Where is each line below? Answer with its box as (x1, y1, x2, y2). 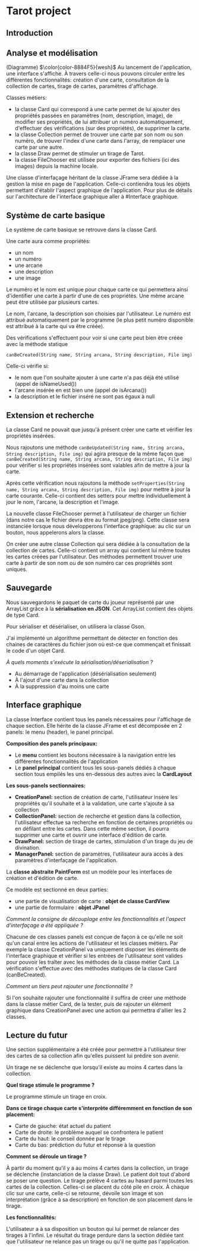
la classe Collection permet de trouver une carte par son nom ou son (14, 131, 184, 138)
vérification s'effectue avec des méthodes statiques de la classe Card (6, 964, 177, 972)
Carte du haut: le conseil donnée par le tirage (14, 1135, 126, 1142)
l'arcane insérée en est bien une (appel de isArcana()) (14, 386, 147, 394)
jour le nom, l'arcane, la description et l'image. (6, 498, 120, 506)
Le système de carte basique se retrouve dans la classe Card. (6, 226, 157, 233)
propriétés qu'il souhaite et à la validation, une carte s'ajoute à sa (14, 800, 175, 807)
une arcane (14, 262, 43, 269)
